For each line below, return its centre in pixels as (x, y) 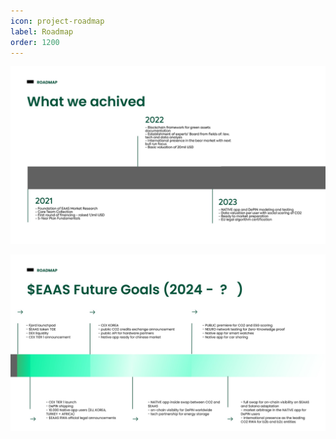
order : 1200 (35, 42)
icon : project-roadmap (57, 21)
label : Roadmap (42, 31)
